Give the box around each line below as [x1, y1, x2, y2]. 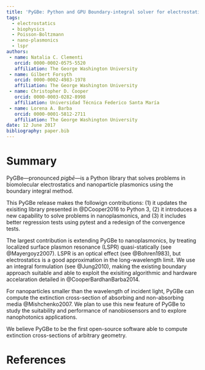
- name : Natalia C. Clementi [9, 54, 84, 60]
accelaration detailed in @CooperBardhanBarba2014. [6, 276, 140, 283]
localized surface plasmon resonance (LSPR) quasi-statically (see [6, 243, 172, 251]
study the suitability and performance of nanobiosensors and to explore [6, 307, 187, 314]
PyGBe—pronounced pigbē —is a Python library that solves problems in [6, 174, 186, 182]
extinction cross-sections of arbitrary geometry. [6, 332, 127, 339]
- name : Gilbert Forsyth [9, 71, 72, 77]
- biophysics [12, 26, 45, 32]
